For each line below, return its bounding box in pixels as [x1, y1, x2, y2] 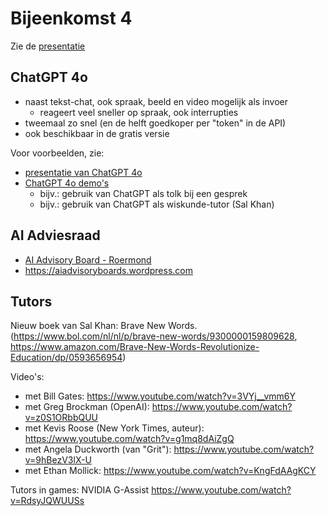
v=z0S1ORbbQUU [24, 412, 99, 424]
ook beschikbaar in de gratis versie [24, 127, 170, 139]
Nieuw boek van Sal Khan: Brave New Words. [10, 320, 198, 332]
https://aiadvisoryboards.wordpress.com [24, 264, 193, 276]
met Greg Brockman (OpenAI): [24, 401, 150, 413]
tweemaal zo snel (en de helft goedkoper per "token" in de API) [24, 117, 287, 129]
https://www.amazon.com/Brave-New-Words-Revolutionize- [10, 341, 260, 353]
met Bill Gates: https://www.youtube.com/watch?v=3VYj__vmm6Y [24, 390, 296, 402]
